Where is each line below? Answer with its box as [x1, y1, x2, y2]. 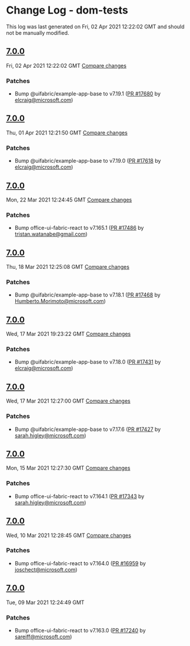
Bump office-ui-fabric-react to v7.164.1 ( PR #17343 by [14, 493, 145, 500]
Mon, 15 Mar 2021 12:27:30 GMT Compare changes [6, 464, 131, 472]
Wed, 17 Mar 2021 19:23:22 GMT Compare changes [6, 331, 131, 338]
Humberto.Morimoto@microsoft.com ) [14, 298, 106, 305]
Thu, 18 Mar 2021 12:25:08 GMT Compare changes [6, 263, 129, 271]
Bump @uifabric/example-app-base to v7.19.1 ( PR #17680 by [14, 90, 161, 97]
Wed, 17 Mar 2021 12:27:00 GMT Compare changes [6, 397, 131, 404]
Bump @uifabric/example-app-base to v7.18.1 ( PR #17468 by [14, 291, 161, 298]
